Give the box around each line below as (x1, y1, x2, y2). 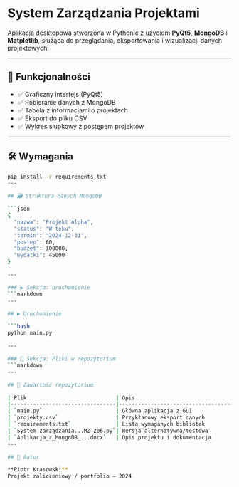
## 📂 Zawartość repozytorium (7, 381, 94, 389)
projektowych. (7, 43, 50, 52)
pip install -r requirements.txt (7, 173, 107, 180)
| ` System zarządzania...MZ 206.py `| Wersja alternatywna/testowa (7, 427, 208, 434)
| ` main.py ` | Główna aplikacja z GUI (7, 407, 193, 414)
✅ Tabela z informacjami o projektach (17, 105, 128, 115)
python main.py (7, 330, 53, 337)
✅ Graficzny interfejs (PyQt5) (17, 90, 104, 98)
